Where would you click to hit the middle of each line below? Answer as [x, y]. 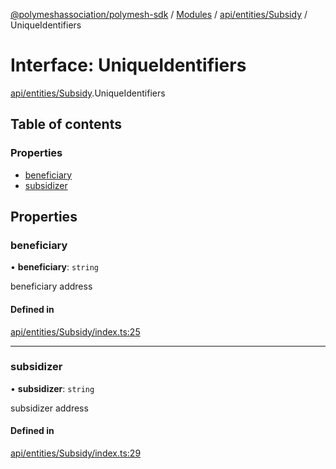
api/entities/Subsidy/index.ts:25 [75, 331]
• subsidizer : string [52, 388]
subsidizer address [49, 408]
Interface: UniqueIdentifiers [128, 65]
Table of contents [66, 124]
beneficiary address [51, 286]
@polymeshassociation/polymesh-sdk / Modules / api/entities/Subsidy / [159, 14]
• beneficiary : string [54, 267]
